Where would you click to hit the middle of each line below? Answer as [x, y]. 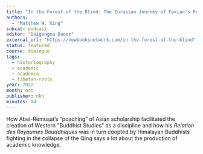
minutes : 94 [21, 101]
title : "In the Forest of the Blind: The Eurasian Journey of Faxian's [98, 12]
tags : [13, 57]
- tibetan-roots [32, 79]
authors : [17, 18]
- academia [25, 74]
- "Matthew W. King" [37, 23]
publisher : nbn [25, 96]
